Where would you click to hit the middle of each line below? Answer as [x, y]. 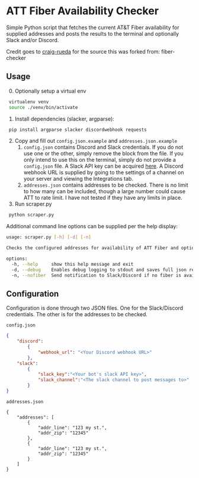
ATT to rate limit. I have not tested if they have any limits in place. [103, 198]
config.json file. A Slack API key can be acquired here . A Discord [103, 166]
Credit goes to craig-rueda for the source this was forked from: [83, 51]
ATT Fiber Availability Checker [82, 11]
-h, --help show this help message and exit [73, 264]
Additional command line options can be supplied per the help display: [92, 227]
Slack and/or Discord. [33, 40]
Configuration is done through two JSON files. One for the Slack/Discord [95, 308]
